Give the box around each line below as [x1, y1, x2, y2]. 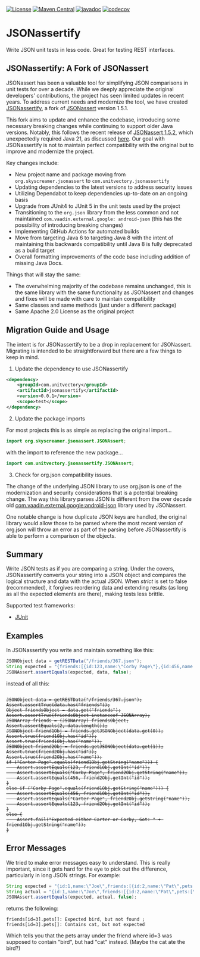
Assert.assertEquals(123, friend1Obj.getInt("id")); [17, 764, 151, 771]
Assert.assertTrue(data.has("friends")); [6, 702, 111, 708]
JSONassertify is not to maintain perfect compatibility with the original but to [6, 141, 194, 148]
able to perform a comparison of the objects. [6, 532, 116, 539]
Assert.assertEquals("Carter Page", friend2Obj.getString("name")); [17, 796, 190, 802]
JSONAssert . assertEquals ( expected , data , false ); [6, 669, 132, 675]
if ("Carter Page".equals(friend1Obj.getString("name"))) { [6, 759, 159, 765]
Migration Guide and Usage [6, 325, 110, 335]
